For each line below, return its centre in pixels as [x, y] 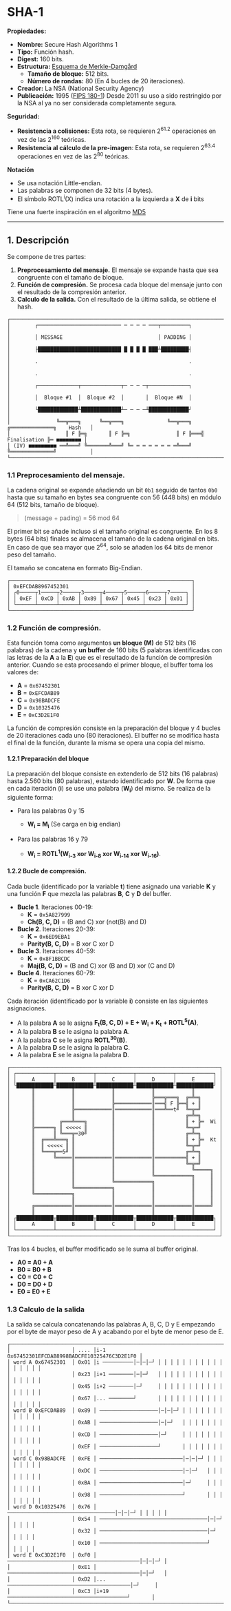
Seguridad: [23, 116]
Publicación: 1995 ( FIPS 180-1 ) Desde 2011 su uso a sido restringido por [119, 95]
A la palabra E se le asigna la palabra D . [73, 1054]
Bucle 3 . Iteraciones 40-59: [56, 950]
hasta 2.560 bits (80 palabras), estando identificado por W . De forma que [111, 781]
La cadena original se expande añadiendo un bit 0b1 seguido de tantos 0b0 [112, 490]
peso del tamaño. [32, 554]
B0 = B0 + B [34, 1269]
